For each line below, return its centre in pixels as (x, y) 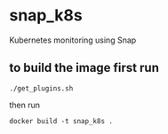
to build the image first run (84, 68)
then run (25, 105)
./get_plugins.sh (41, 88)
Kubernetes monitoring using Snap (73, 40)
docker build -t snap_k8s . (61, 121)
